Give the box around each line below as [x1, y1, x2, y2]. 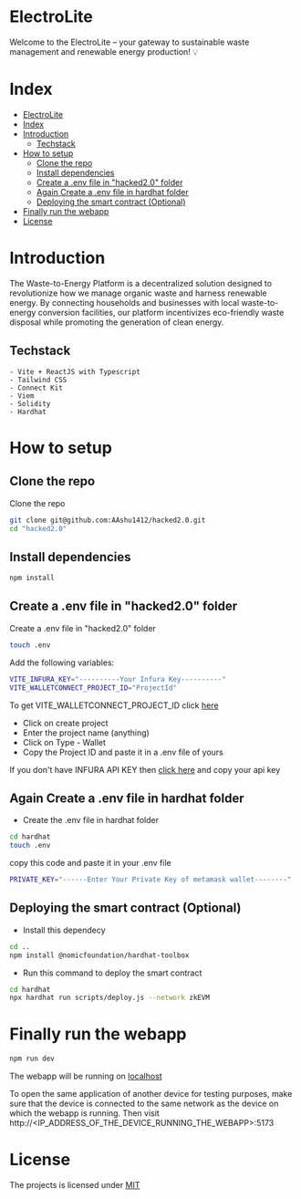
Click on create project [22, 717, 109, 728]
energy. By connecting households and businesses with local [9, 297, 240, 308]
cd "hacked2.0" [9, 524, 67, 533]
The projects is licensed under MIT [9, 1180, 140, 1190]
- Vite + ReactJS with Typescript [9, 367, 141, 376]
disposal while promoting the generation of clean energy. [9, 317, 224, 328]
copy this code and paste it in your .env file [9, 858, 171, 869]
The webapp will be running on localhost [9, 1070, 162, 1082]
